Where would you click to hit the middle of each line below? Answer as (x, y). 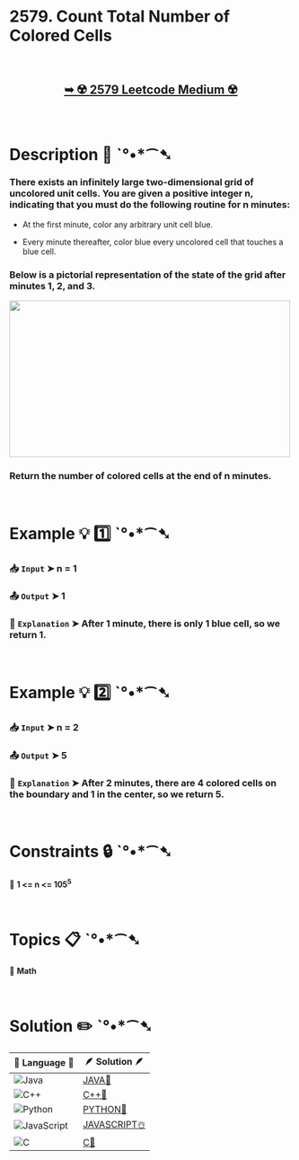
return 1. (28, 635)
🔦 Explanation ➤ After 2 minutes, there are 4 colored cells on (143, 783)
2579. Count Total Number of (120, 17)
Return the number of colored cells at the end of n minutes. (141, 476)
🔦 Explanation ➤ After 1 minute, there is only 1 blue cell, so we (145, 624)
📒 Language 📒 (44, 1063)
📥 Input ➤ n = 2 (44, 727)
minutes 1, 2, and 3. (53, 286)
